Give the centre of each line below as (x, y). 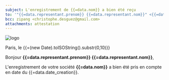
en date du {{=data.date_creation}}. (42, 72)
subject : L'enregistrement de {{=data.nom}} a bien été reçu (71, 10)
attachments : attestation (32, 24)
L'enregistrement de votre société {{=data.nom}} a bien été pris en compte (83, 67)
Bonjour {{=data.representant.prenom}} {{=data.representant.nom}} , (80, 57)
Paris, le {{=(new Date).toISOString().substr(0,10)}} (58, 47)
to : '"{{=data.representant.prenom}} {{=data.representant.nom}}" (76, 14)
